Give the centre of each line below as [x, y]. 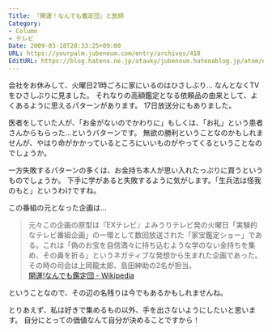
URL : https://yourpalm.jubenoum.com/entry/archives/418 [104, 53]
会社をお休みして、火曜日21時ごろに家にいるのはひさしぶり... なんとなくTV [134, 85]
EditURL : [23, 62]
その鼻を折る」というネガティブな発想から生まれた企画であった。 [152, 255]
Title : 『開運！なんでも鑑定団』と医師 [66, 16]
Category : [25, 23]
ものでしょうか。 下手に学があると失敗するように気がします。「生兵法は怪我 [135, 180]
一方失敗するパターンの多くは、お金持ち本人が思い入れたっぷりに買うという [136, 170]
